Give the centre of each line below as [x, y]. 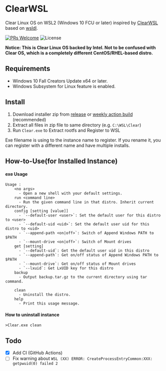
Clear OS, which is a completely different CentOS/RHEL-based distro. [79, 53]
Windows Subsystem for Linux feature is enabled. [64, 86]
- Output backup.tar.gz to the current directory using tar [83, 277]
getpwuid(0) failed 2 [35, 364]
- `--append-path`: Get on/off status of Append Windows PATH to [88, 255]
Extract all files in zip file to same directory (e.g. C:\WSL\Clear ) [77, 125]
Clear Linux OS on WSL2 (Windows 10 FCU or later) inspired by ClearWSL [82, 23]
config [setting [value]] [41, 211]
